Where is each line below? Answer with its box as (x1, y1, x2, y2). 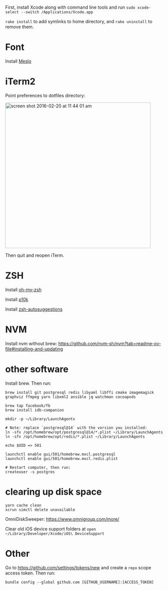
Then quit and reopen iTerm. (5, 252, 64, 258)
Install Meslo (5, 58, 32, 64)
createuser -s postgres (5, 469, 55, 475)
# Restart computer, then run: (5, 465, 71, 470)
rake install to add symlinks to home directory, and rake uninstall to (5, 19, 152, 24)
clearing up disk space (5, 486, 102, 497)
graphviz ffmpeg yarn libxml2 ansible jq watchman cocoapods (5, 394, 136, 399)
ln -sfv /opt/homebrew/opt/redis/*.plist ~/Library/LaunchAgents (5, 434, 145, 439)
